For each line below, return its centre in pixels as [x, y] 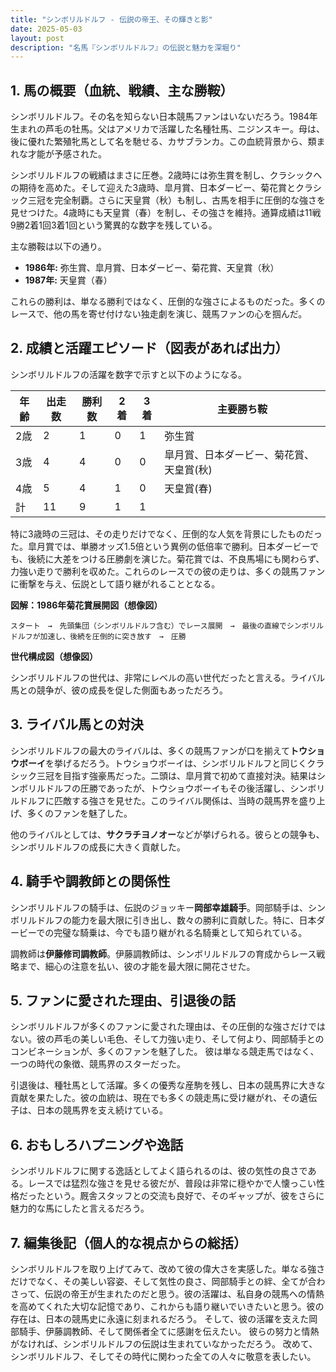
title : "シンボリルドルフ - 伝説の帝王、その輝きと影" [111, 19]
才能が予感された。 [67, 154]
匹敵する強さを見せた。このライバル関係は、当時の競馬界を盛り [185, 800]
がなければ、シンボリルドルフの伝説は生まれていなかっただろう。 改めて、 [164, 1343]
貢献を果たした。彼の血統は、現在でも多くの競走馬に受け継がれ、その [155, 1098]
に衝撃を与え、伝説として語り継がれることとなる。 [115, 583]
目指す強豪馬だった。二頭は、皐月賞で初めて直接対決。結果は [189, 775]
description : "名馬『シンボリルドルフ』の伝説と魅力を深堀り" [126, 47]
